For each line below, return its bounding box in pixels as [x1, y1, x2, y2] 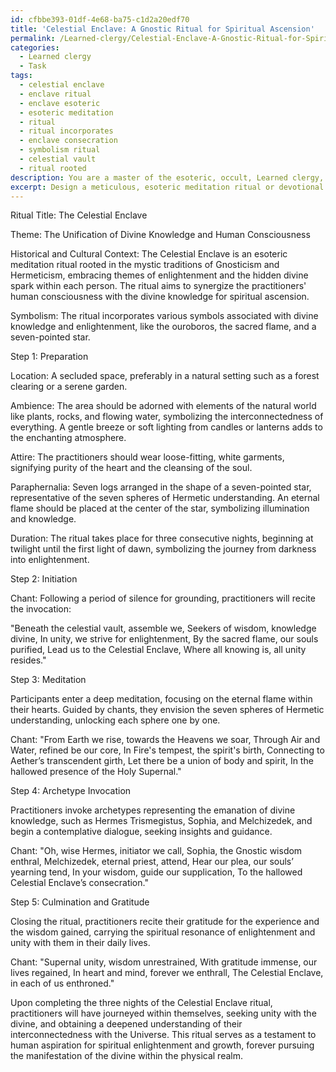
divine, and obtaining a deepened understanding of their [10, 1018, 243, 1030]
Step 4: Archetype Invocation [10, 785, 132, 797]
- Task [19, 61, 47, 71]
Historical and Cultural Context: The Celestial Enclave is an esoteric [10, 248, 288, 260]
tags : [10, 71, 33, 81]
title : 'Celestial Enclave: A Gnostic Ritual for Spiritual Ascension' [10, 24, 315, 34]
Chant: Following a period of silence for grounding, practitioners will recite [10, 592, 316, 605]
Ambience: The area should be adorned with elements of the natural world [10, 400, 317, 412]
